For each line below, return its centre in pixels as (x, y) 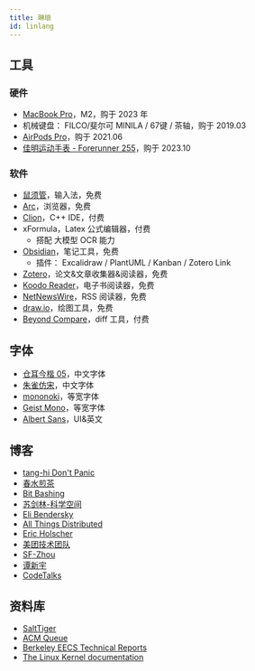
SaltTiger (39, 628)
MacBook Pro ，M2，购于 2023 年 (85, 115)
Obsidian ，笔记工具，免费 (70, 252)
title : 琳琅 (30, 18)
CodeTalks (42, 575)
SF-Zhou (39, 555)
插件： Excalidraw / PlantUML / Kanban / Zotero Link (133, 263)
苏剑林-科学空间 (52, 504)
